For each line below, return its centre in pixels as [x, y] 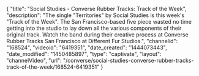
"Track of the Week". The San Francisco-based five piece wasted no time [99, 22]
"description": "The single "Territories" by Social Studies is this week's [96, 15]
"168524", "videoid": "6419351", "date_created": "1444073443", [87, 47]
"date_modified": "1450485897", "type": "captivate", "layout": [84, 54]
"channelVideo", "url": [34, 60]
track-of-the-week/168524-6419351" [53, 67]
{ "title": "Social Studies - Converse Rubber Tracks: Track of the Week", [96, 9]
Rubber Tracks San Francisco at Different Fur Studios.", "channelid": [92, 41]
